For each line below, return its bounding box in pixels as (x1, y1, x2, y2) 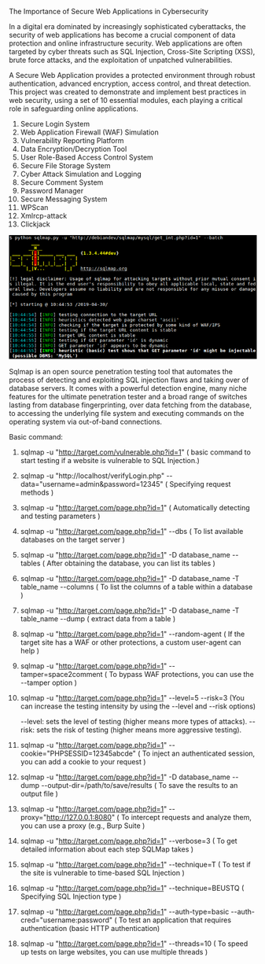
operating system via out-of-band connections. (9, 417, 163, 426)
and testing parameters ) (20, 511, 101, 521)
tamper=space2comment (20, 670, 103, 679)
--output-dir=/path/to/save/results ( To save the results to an (41, 781, 238, 789)
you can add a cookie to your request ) (20, 757, 146, 766)
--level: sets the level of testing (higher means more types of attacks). (20, 717, 248, 726)
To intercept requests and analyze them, (121, 813, 252, 822)
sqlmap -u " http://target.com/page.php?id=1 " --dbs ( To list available (20, 527, 244, 535)
